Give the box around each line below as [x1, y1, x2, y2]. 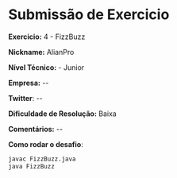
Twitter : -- [8, 93, 44, 103]
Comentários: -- [8, 124, 63, 133]
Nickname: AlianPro [8, 47, 75, 56]
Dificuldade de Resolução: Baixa [8, 109, 117, 118]
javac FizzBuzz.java [8, 155, 77, 163]
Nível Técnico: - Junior [8, 62, 85, 72]
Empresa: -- [8, 78, 49, 87]
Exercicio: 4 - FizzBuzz [8, 32, 86, 41]
